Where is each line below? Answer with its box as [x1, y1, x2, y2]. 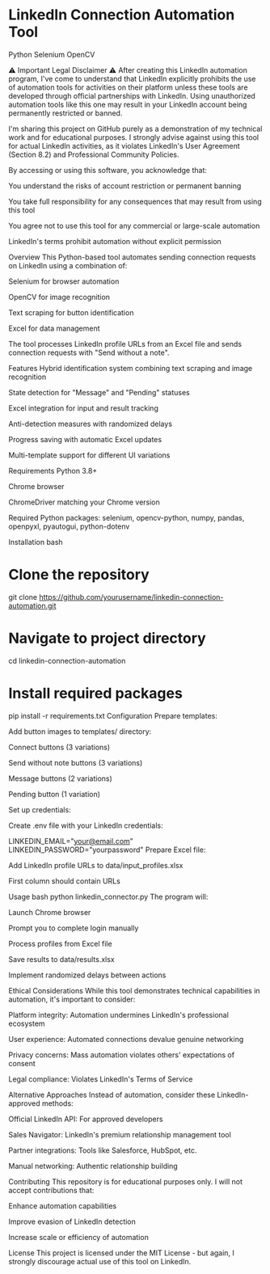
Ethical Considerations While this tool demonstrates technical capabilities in [8, 985, 260, 995]
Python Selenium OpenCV [8, 49, 95, 59]
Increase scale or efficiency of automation [8, 1232, 150, 1242]
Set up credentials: [8, 804, 71, 814]
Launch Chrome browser [8, 907, 91, 917]
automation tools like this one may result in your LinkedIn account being [8, 99, 247, 109]
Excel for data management [8, 323, 100, 333]
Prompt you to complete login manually [8, 923, 139, 933]
